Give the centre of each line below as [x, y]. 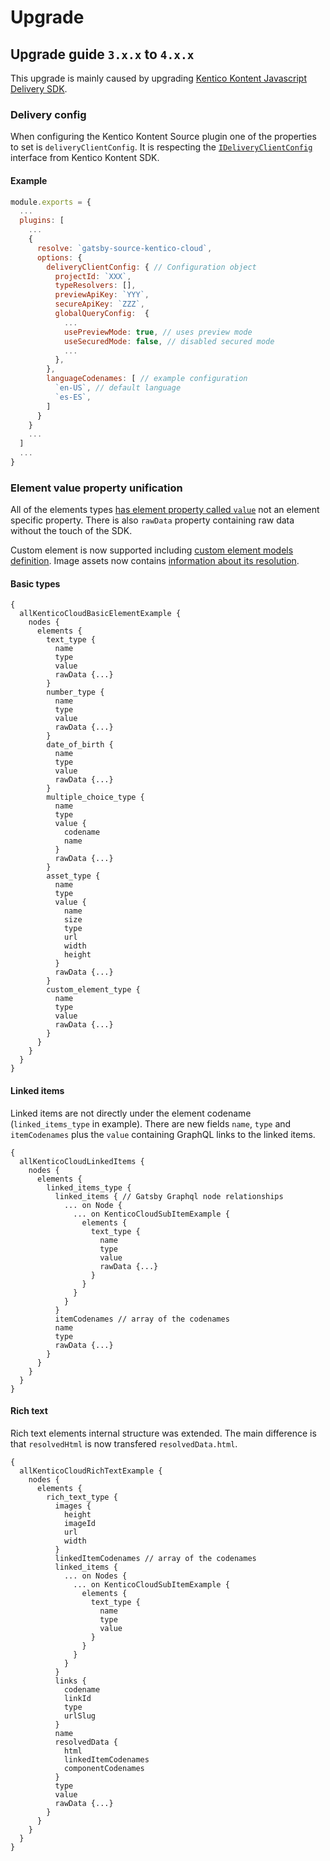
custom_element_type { [93, 990]
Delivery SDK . [39, 89]
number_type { [75, 692]
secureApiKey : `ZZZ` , [99, 304]
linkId [77, 1698]
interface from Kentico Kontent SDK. [85, 158]
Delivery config [48, 114]
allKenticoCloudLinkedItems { [82, 1161]
